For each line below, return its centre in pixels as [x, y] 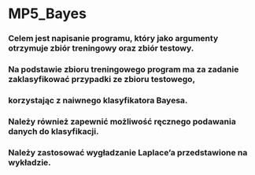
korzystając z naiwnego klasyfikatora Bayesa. [98, 100]
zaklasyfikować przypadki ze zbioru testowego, [102, 80]
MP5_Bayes [47, 14]
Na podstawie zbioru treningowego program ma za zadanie [124, 69]
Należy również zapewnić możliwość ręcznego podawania [122, 121]
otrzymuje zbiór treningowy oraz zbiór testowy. [101, 48]
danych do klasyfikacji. [54, 131]
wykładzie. [30, 162]
